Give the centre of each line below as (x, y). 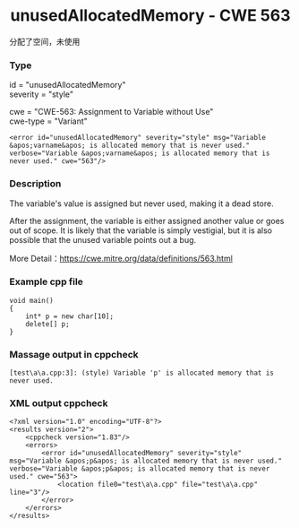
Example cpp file (46, 281)
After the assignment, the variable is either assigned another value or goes (147, 221)
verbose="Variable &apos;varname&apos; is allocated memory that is (140, 153)
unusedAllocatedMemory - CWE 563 (150, 16)
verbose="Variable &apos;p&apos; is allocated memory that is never (140, 469)
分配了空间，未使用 (45, 41)
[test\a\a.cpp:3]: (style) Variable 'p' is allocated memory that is (142, 373)
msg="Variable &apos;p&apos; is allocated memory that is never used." (145, 461)
